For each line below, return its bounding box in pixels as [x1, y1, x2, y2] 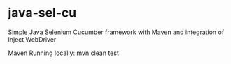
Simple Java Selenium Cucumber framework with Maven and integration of [8, 28, 225, 36]
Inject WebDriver [8, 35, 57, 43]
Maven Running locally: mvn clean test [8, 49, 120, 57]
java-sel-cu [8, 5, 77, 21]
